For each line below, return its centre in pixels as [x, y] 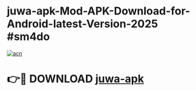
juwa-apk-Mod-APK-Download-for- [99, 11]
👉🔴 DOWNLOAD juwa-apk [76, 79]
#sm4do [28, 37]
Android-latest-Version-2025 [83, 24]
